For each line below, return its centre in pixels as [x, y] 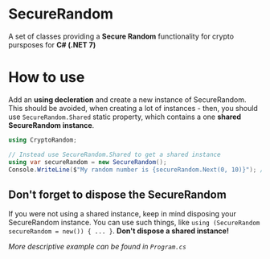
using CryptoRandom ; [43, 140]
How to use [47, 78]
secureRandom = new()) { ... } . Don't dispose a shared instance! [119, 231]
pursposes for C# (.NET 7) [52, 44]
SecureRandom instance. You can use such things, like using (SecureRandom [134, 223]
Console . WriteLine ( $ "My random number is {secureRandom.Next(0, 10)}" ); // [138, 170]
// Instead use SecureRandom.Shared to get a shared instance [115, 154]
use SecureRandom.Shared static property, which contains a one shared [125, 117]
